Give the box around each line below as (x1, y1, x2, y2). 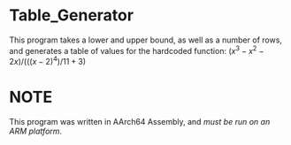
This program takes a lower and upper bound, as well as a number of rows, (9, 34, 283, 45)
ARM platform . (9, 126, 63, 137)
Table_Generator (9, 5, 134, 26)
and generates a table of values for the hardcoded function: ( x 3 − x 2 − (9, 43, 264, 56)
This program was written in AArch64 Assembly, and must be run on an (9, 117, 271, 127)
